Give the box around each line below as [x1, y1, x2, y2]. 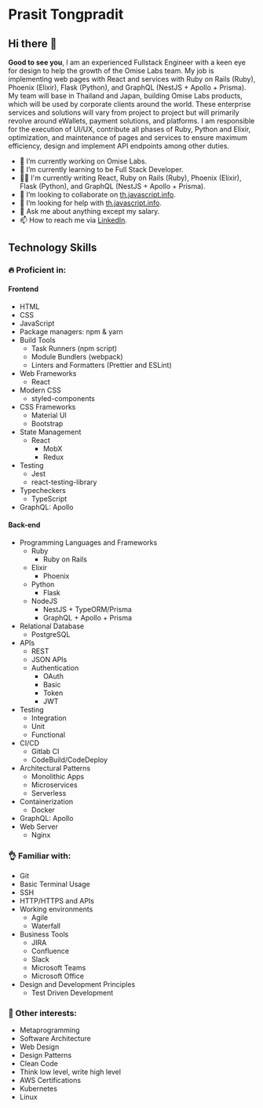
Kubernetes [19, 1084, 57, 1094]
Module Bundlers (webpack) [31, 352, 123, 361]
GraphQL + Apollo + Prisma [42, 613, 132, 622]
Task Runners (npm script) [31, 344, 118, 353]
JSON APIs [31, 654, 68, 664]
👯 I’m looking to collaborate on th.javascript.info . [19, 190, 177, 199]
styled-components [31, 393, 96, 403]
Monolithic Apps [31, 771, 85, 781]
